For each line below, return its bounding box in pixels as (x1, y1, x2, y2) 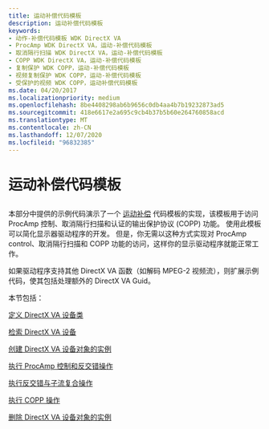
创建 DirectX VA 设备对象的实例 (8, 344, 112, 354)
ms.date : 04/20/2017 (8, 86, 78, 95)
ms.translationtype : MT (8, 116, 88, 124)
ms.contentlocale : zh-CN (8, 123, 92, 132)
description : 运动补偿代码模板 (8, 19, 104, 27)
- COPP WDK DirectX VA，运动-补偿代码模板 (8, 57, 142, 65)
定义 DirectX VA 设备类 (8, 310, 84, 320)
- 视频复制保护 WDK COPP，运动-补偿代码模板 (8, 71, 142, 79)
